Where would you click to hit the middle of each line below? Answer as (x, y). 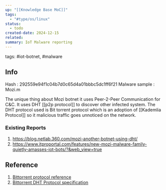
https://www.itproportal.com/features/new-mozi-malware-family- (80, 144)
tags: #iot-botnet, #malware (34, 56)
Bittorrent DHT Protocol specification (50, 182)
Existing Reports (26, 128)
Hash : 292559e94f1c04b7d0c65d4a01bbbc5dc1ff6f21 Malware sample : (80, 84)
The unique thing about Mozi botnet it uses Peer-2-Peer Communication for (83, 99)
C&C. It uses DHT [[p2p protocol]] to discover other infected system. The (80, 104)
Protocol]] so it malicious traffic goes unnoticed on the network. (71, 115)
